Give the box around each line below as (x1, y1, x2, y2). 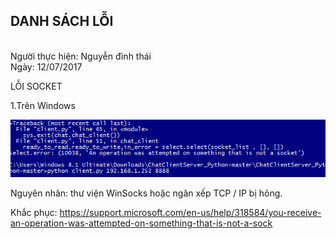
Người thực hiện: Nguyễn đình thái (10, 50, 152, 62)
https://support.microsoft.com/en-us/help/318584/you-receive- (59, 207, 322, 219)
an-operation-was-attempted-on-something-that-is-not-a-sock (10, 217, 273, 229)
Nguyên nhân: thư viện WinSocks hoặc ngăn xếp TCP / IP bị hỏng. (10, 187, 283, 199)
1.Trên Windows (10, 99, 76, 111)
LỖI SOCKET (10, 80, 63, 92)
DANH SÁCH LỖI (10, 13, 114, 30)
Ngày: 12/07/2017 (10, 60, 83, 73)
